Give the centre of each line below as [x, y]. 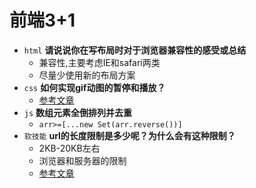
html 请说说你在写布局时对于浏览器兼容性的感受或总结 [135, 50]
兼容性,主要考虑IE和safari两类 [99, 62]
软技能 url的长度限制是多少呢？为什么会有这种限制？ [129, 135]
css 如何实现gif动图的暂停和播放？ [94, 87]
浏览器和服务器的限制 [82, 160]
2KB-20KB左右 [69, 148]
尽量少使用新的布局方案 [87, 75]
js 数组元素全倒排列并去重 [78, 112]
